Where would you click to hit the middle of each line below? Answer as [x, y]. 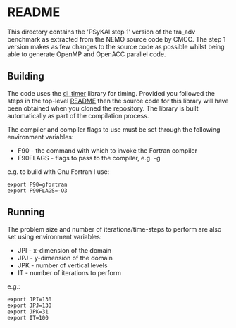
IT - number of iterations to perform [69, 272]
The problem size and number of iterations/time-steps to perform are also [114, 229]
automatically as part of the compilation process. [78, 115]
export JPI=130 [30, 299]
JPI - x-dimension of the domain [64, 250]
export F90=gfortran [38, 184]
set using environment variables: [55, 236]
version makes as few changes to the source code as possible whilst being [116, 46]
